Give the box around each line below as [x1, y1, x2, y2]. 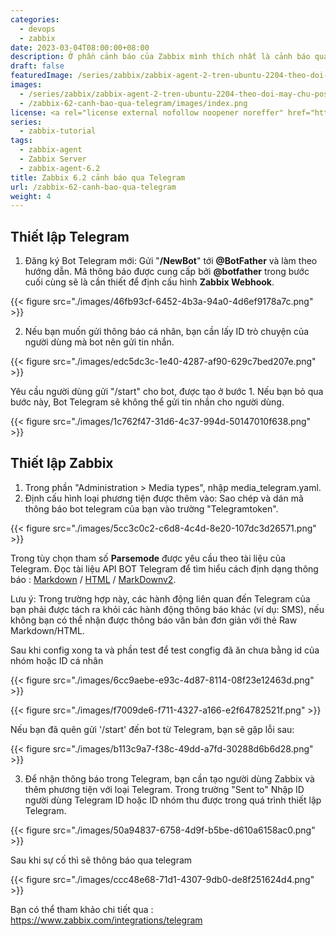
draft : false [10, 61, 65, 71]
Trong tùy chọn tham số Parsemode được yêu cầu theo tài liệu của [10, 552, 286, 564]
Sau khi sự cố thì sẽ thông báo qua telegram [10, 854, 193, 866]
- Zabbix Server [19, 154, 87, 164]
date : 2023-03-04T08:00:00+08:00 [10, 42, 150, 53]
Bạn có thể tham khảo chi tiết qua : [10, 903, 154, 915]
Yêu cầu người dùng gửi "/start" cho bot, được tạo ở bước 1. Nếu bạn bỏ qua [10, 386, 324, 398]
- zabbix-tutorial [19, 126, 97, 136]
